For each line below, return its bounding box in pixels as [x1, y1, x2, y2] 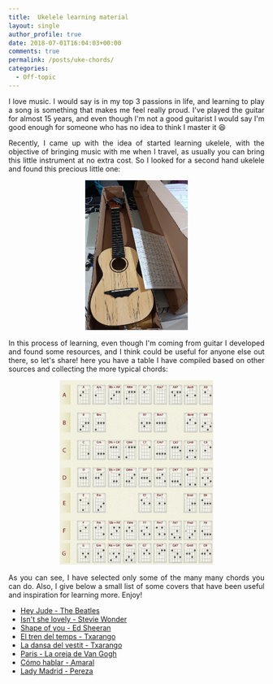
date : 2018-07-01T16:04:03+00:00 [8, 39, 122, 47]
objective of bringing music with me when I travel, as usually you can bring [8, 146, 265, 156]
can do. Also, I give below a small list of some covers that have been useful [8, 582, 265, 591]
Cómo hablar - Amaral [19, 658, 95, 668]
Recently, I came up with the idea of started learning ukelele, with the [8, 138, 265, 148]
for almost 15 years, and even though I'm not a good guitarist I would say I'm [8, 114, 265, 123]
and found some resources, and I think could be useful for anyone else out [8, 347, 265, 357]
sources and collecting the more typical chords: [8, 364, 168, 374]
